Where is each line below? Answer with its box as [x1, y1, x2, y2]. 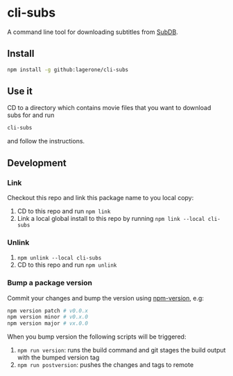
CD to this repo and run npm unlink [17, 261, 117, 269]
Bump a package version [7, 278, 92, 288]
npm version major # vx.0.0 [7, 320, 89, 327]
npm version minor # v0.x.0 [7, 314, 89, 321]
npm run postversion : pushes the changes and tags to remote [17, 361, 194, 369]
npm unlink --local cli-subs [17, 255, 102, 262]
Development [7, 157, 67, 169]
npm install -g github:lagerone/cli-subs [7, 66, 129, 73]
